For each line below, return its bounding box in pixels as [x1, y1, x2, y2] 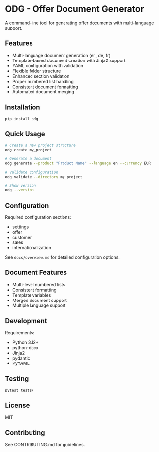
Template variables [12, 292, 51, 298]
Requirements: [5, 330, 34, 335]
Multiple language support [12, 302, 66, 308]
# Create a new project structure [5, 143, 76, 148]
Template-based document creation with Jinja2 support [12, 58, 126, 63]
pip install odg [5, 116, 38, 121]
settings [12, 224, 29, 230]
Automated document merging [12, 89, 75, 94]
